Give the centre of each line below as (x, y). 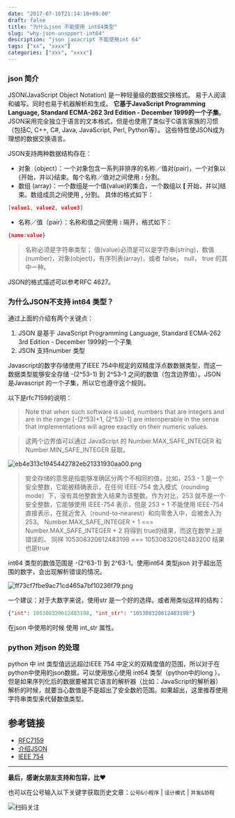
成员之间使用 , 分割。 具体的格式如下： (98, 195)
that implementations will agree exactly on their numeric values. (116, 426)
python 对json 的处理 (44, 647)
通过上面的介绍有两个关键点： (51, 318)
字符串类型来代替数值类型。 (48, 699)
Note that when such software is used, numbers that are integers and (125, 412)
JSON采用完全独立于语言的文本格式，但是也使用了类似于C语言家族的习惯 (113, 121)
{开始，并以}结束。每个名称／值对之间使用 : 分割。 (91, 177)
